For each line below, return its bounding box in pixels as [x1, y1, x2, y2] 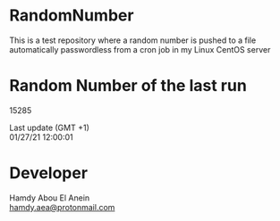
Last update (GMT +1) [9, 122, 89, 133]
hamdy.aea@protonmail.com [9, 201, 115, 212]
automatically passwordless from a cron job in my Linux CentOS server [9, 44, 271, 54]
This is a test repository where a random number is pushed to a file [9, 35, 257, 45]
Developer [9, 163, 88, 184]
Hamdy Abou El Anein [9, 192, 90, 203]
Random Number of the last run [9, 76, 248, 96]
